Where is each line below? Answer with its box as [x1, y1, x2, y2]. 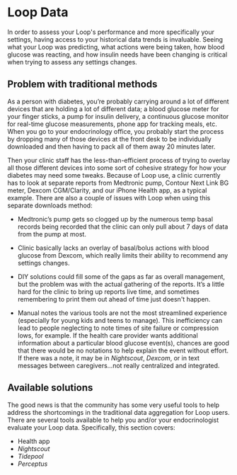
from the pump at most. [17, 229, 87, 238]
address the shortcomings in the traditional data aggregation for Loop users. [7, 408, 230, 416]
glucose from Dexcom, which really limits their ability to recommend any [17, 251, 229, 259]
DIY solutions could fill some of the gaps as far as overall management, [17, 272, 225, 280]
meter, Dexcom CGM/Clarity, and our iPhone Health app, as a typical [7, 185, 207, 195]
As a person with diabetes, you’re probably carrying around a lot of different [7, 97, 229, 105]
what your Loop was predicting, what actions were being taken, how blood [7, 42, 225, 51]
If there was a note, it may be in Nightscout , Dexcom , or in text [17, 353, 200, 362]
